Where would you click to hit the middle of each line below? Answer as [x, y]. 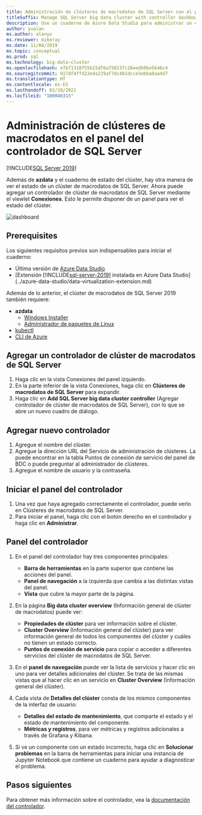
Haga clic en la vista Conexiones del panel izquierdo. [80, 379]
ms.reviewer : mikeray [33, 40]
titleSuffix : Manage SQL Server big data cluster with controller [91, 17]
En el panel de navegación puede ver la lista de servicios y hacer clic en [105, 667]
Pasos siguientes [39, 785]
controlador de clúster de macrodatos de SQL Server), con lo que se [100, 405]
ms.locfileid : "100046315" [40, 96]
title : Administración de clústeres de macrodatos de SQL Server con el [99, 12]
